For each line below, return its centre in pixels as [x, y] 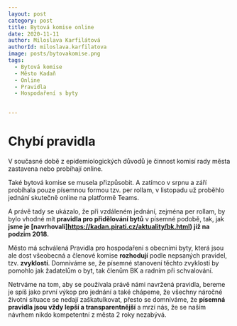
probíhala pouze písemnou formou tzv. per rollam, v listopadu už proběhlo [116, 190]
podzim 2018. [28, 234]
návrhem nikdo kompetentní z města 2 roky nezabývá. [87, 315]
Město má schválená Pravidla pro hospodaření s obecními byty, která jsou [116, 248]
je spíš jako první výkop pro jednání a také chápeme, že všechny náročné [115, 292]
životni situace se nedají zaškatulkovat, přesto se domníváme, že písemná [117, 299]
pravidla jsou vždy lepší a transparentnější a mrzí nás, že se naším [107, 307]
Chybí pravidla [52, 141]
